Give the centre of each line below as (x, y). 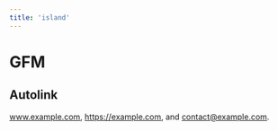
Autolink (34, 95)
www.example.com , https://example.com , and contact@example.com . (139, 117)
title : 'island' (40, 17)
